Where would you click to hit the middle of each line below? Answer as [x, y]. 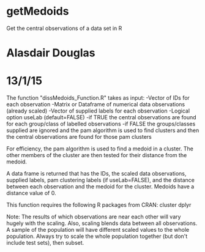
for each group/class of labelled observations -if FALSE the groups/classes [101, 124]
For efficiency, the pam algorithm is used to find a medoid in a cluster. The [100, 149]
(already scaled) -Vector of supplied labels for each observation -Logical [98, 111]
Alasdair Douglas [51, 53]
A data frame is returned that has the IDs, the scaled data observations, [96, 174]
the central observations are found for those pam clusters [79, 137]
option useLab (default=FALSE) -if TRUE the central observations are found [102, 117]
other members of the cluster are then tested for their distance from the [97, 155]
